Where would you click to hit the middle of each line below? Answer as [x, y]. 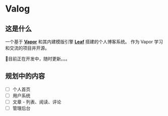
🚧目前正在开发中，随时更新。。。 [38, 59]
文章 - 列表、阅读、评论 [37, 102]
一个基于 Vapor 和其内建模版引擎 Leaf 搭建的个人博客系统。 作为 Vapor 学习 [84, 42]
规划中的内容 [25, 76]
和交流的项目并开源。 [27, 48]
